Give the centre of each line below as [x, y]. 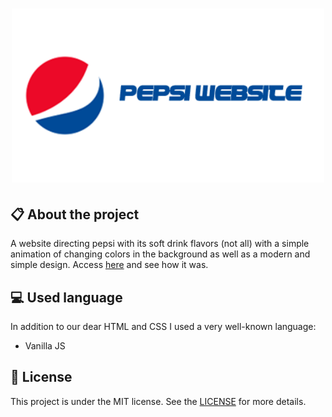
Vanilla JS [45, 345]
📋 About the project [75, 214]
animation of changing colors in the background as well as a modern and [160, 254]
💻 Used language [66, 297]
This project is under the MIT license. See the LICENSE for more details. [158, 401]
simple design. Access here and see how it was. [109, 265]
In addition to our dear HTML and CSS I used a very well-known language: [163, 326]
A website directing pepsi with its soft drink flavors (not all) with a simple [160, 244]
